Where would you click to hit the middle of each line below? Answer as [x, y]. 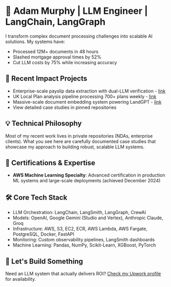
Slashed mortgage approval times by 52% [57, 57]
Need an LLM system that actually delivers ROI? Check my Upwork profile [83, 274]
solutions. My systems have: [35, 42]
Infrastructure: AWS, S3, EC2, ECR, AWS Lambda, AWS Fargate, [80, 229]
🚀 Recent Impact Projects [46, 79]
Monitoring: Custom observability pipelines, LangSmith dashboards [84, 240]
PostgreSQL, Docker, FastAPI [43, 234]
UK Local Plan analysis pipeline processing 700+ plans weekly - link [84, 96]
